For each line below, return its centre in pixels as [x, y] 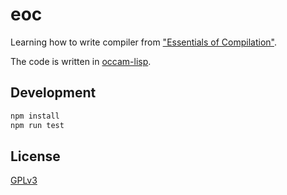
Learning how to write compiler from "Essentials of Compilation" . [143, 42]
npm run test [37, 125]
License [35, 156]
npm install [35, 116]
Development [53, 93]
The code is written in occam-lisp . [81, 61]
